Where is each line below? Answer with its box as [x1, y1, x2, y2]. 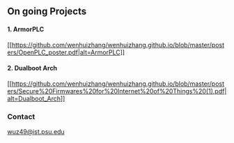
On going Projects [7, 6, 87, 17]
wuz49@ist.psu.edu [7, 128, 65, 136]
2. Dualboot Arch [7, 64, 58, 73]
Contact [7, 112, 36, 121]
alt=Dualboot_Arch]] [7, 94, 65, 103]
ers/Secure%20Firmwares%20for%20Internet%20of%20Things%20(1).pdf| [7, 86, 227, 95]
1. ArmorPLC [7, 24, 45, 33]
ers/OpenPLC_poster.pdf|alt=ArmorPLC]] [7, 48, 125, 57]
